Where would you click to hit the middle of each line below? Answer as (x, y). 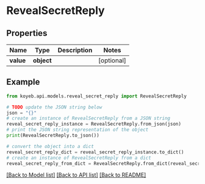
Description (75, 50)
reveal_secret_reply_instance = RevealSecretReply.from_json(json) (94, 124)
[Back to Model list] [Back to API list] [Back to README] (76, 175)
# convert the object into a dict (50, 146)
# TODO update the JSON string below (54, 107)
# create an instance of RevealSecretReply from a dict (79, 158)
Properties (27, 33)
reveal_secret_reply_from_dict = (49, 163)
